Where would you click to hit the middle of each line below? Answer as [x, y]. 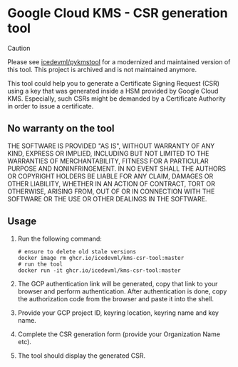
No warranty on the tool [61, 129]
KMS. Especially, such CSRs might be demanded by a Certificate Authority [117, 99]
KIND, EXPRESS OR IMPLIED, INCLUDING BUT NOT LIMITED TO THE [108, 153]
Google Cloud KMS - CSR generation [118, 13]
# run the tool [40, 264]
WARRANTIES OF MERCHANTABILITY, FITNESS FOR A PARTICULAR [108, 161]
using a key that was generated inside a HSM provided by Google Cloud [113, 91]
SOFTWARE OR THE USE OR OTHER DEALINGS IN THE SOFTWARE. [107, 198]
